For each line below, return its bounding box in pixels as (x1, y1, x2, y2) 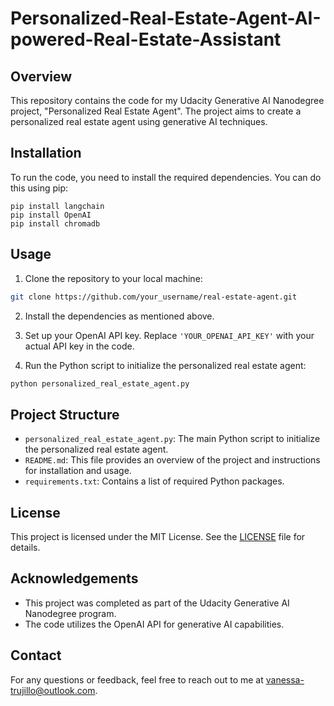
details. (10, 542, 41, 553)
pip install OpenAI (10, 210, 92, 220)
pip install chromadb (10, 218, 101, 229)
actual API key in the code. (24, 340, 135, 352)
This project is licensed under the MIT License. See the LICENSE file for (10, 531, 306, 542)
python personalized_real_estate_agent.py (10, 378, 190, 389)
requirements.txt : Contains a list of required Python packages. (24, 475, 285, 487)
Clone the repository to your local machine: (24, 272, 203, 284)
